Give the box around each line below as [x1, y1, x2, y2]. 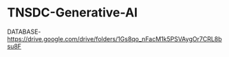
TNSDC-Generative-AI [7, 5, 138, 21]
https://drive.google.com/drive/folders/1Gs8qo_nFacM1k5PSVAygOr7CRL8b [7, 34, 222, 43]
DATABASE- [7, 27, 41, 36]
